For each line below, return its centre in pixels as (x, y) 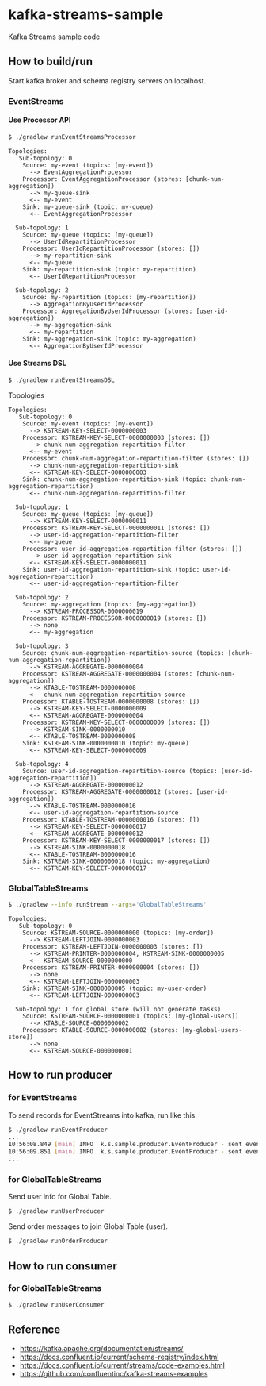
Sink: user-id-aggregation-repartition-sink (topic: (111, 569)
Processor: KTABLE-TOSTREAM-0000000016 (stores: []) (111, 819)
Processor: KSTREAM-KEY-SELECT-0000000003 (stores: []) (117, 437)
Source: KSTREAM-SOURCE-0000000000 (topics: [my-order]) (118, 933)
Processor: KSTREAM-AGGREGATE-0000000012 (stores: (108, 791)
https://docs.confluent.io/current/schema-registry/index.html (119, 1357)
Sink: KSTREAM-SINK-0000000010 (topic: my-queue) (106, 743)
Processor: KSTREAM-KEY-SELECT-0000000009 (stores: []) (117, 722)
